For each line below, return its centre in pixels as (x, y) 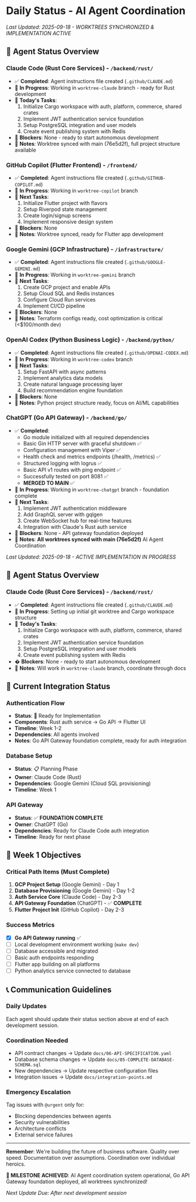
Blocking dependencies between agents (63, 1116)
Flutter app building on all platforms (57, 964)
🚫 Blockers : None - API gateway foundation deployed (79, 533)
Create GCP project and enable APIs (67, 287)
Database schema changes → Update (60, 1059)
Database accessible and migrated (56, 951)
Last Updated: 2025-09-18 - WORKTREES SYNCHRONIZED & (80, 27)
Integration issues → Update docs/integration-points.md (83, 1077)
